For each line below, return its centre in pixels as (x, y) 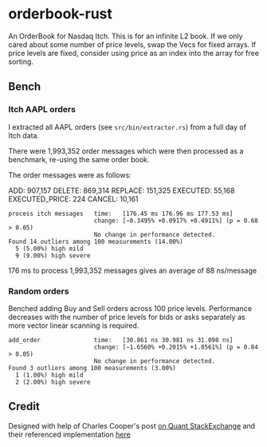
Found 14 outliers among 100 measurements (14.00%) (96, 241)
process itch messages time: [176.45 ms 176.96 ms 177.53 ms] (121, 214)
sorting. (21, 62)
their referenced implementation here (70, 434)
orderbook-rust (61, 14)
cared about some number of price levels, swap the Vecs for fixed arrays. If (132, 44)
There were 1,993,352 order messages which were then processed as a (126, 151)
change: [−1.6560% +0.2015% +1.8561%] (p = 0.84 (176, 347)
